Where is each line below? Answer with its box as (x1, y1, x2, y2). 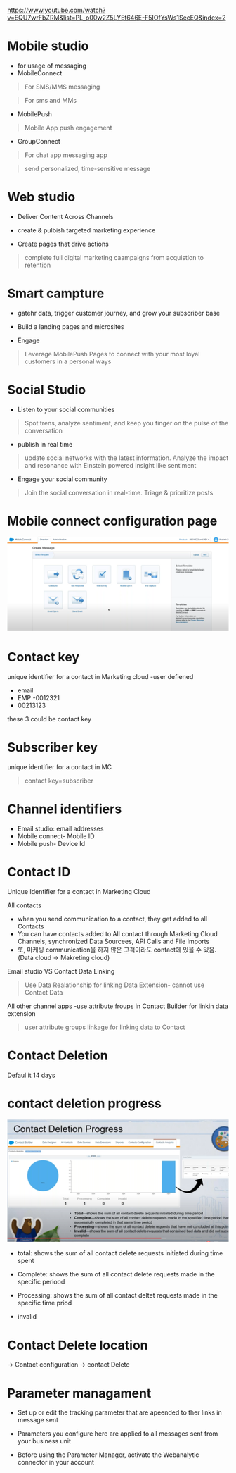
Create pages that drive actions (17, 240, 109, 248)
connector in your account (17, 1458, 95, 1467)
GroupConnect (17, 137, 61, 145)
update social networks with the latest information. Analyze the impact (24, 454, 229, 462)
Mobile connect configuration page (7, 513, 218, 529)
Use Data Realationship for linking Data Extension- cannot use (24, 981, 205, 989)
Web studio (7, 189, 76, 205)
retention (24, 261, 51, 269)
